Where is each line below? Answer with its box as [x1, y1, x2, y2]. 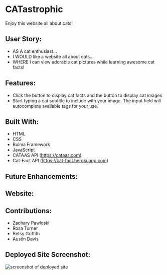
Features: [5, 79, 36, 88]
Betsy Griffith [12, 230, 40, 236]
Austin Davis [12, 236, 39, 242]
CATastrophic [5, 4, 64, 15]
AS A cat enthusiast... [12, 48, 57, 54]
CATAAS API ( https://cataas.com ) [12, 152, 82, 158]
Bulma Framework [12, 142, 50, 148]
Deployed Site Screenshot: [5, 250, 91, 259]
